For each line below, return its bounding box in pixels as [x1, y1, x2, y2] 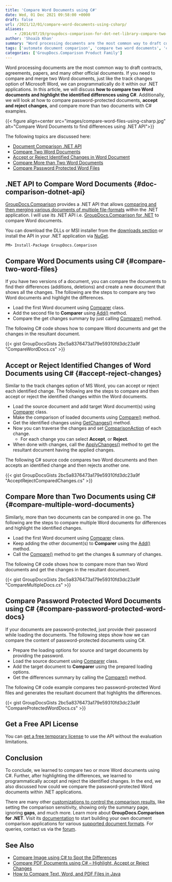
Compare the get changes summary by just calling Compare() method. [12, 315, 162, 321]
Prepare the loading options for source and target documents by [12, 647, 148, 653]
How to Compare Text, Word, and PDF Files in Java [12, 871, 121, 877]
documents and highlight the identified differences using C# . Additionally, [5, 92, 165, 98]
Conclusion [5, 754, 43, 762]
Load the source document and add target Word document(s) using [12, 403, 156, 410]
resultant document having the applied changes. [12, 446, 115, 453]
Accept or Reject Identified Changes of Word [5, 361, 151, 370]
